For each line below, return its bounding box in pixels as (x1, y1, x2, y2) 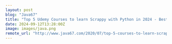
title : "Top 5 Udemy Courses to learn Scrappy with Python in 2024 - (5, 17, 157, 22)
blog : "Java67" (5, 12, 38, 17)
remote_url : (5, 31, 31, 36)
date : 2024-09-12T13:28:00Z (5, 21, 66, 27)
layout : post (5, 7, 33, 13)
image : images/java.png (5, 26, 56, 31)
